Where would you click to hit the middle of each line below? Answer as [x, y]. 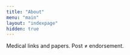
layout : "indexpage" [32, 23]
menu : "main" [23, 18]
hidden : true [23, 29]
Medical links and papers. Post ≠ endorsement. [65, 46]
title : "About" [25, 12]
